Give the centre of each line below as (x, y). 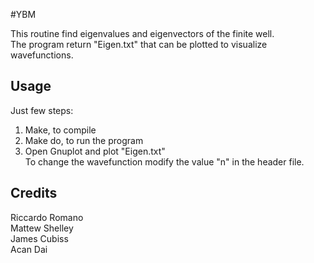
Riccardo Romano (47, 217)
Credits (34, 193)
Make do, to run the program (84, 140)
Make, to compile (60, 130)
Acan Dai (29, 249)
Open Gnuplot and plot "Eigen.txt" (95, 151)
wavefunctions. (42, 55)
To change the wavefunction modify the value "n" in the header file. (164, 161)
